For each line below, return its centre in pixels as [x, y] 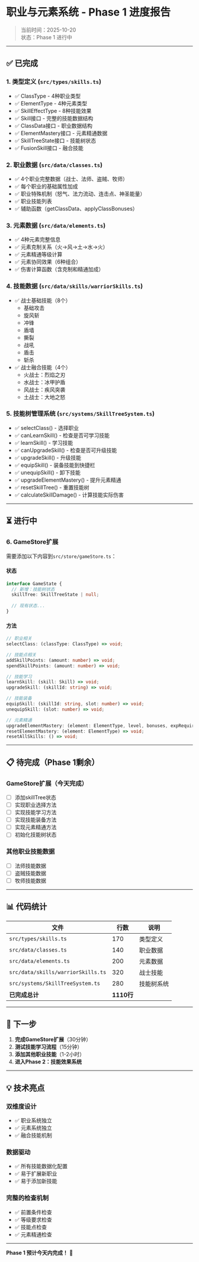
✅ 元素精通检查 [33, 1234]
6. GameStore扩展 [32, 542]
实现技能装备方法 [36, 820]
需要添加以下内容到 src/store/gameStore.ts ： [61, 556]
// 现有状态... [28, 606]
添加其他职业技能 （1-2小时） [49, 1054]
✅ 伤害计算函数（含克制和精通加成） [59, 269]
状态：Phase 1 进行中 [46, 37]
